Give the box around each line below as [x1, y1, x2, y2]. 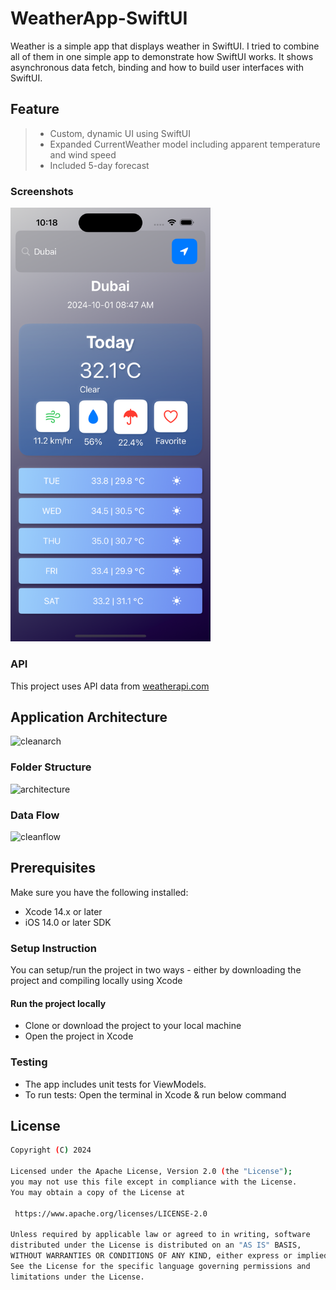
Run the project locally [10, 997, 107, 1009]
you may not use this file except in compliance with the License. [10, 1177, 298, 1187]
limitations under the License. [10, 1272, 145, 1282]
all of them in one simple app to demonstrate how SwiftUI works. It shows [10, 50, 314, 62]
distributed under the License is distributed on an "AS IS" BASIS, [10, 1240, 302, 1251]
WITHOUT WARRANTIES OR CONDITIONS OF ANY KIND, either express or [10, 1251, 293, 1261]
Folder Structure [10, 760, 92, 774]
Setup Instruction [10, 941, 97, 955]
